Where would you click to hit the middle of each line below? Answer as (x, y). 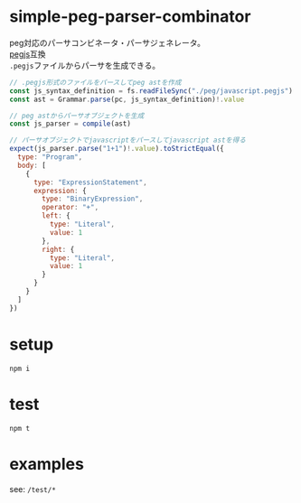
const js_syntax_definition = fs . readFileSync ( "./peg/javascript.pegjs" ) (151, 91)
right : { (58, 249)
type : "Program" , (50, 157)
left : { (56, 216)
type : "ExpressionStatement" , (90, 182)
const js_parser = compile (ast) (70, 124)
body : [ (32, 165)
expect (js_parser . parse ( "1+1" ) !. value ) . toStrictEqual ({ (117, 149)
